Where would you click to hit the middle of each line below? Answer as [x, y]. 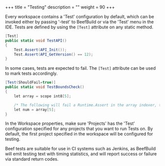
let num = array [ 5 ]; [35, 110]
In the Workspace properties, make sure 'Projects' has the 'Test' [70, 124]
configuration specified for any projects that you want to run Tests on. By [79, 129]
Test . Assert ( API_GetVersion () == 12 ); [54, 54]
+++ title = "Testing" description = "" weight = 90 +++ [60, 7]
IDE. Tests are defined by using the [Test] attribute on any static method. [79, 27]
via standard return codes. [32, 159]
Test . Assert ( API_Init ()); [41, 50]
